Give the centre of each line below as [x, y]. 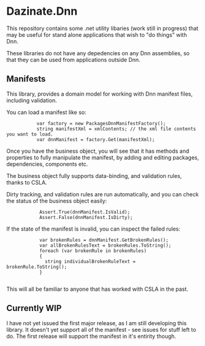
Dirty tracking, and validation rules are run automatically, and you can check [102, 194]
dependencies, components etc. [47, 164]
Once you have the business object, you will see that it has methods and [98, 151]
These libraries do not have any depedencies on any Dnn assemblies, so [98, 53]
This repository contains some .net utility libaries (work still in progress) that [102, 28]
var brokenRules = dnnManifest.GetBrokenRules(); [104, 240]
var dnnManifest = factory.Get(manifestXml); [96, 139]
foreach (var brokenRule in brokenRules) [93, 251]
